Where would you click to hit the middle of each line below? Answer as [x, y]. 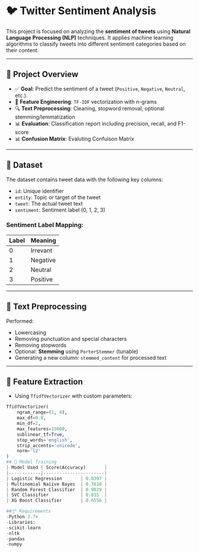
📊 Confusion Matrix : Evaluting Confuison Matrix [74, 139]
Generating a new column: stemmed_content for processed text [91, 357]
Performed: [20, 321]
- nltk [13, 533]
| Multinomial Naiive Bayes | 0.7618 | [57, 484]
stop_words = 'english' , [45, 440]
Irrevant [41, 250]
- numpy [14, 544]
